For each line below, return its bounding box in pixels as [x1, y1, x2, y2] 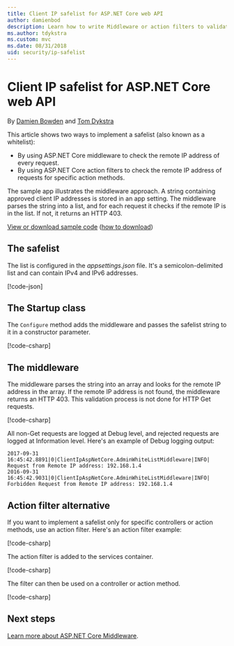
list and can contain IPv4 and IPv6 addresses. [7, 269, 139, 277]
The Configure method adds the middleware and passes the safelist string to [7, 321, 227, 329]
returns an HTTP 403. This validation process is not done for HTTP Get [7, 395, 211, 404]
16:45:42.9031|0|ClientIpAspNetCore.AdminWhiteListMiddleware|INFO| [7, 475, 210, 482]
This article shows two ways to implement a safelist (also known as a [7, 130, 205, 139]
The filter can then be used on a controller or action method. [7, 579, 181, 588]
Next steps [7, 613, 56, 625]
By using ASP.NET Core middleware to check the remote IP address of [17, 151, 220, 159]
